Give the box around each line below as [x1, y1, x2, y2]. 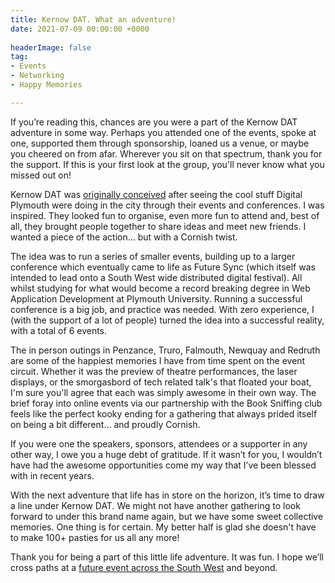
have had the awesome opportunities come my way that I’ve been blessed [10, 459, 317, 471]
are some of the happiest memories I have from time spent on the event [10, 354, 306, 366]
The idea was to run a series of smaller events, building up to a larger [10, 250, 296, 262]
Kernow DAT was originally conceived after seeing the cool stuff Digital [10, 188, 303, 200]
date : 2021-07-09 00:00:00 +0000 [10, 24, 150, 34]
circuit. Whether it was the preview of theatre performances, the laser [10, 365, 298, 377]
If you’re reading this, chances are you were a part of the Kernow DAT [10, 116, 298, 128]
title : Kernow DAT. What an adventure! [10, 14, 177, 25]
